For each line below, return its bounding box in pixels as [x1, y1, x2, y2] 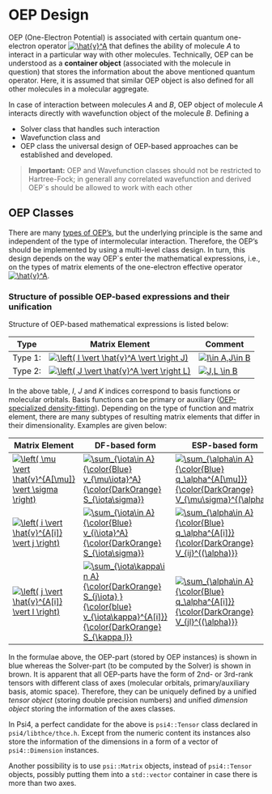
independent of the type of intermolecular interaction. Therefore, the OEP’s [8, 236, 259, 246]
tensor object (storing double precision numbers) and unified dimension [8, 695, 249, 705]
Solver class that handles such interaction [19, 124, 160, 134]
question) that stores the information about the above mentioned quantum [8, 66, 255, 76]
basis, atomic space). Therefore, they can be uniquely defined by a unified [8, 686, 257, 697]
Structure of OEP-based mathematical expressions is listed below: [8, 320, 229, 329]
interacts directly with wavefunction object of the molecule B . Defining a [8, 108, 249, 118]
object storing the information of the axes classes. [8, 704, 176, 714]
